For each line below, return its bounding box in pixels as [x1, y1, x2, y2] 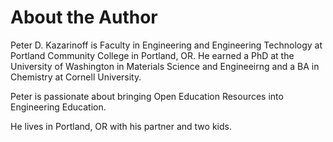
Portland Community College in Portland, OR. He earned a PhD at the [10, 49, 295, 61]
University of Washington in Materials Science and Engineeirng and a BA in [10, 60, 320, 72]
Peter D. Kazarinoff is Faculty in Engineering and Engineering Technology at [10, 39, 323, 51]
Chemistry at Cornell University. [10, 71, 142, 83]
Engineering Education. [10, 101, 107, 113]
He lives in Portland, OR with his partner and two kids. [10, 120, 232, 132]
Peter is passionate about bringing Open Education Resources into [10, 90, 284, 102]
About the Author [10, 6, 158, 29]
